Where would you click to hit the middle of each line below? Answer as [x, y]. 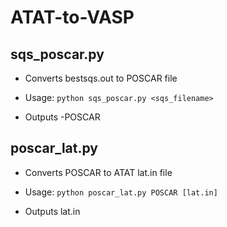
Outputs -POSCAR [62, 117]
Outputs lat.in [52, 211]
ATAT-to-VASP [72, 17]
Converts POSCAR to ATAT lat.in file [98, 172]
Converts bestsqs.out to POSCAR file [101, 78]
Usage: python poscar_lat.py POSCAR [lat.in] [121, 192]
